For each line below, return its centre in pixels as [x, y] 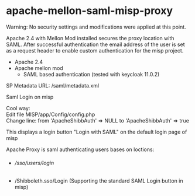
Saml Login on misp [30, 97]
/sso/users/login [34, 163]
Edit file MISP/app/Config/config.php [51, 114]
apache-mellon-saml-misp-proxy [90, 11]
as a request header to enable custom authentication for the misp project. [95, 50]
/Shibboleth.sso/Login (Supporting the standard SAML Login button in [99, 181]
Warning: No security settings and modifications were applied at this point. [96, 27]
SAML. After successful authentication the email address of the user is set [95, 44]
